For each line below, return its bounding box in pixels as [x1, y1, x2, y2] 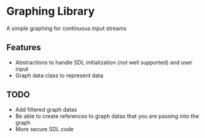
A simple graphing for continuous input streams [6, 25, 127, 32]
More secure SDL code [15, 125, 74, 132]
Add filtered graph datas [15, 105, 77, 113]
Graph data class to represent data [15, 72, 104, 79]
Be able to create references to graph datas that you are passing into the [15, 112, 199, 120]
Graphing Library [6, 4, 95, 18]
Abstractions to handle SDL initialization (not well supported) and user [15, 58, 193, 66]
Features [6, 42, 41, 53]
